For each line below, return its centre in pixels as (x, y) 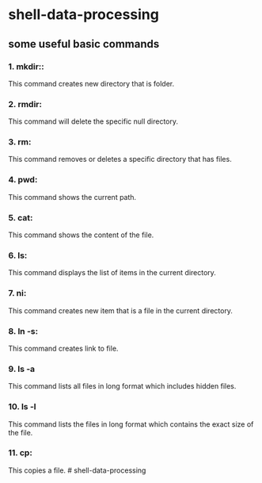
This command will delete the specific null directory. (93, 121)
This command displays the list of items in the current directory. (112, 273)
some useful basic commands (84, 44)
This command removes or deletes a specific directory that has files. (120, 159)
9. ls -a (22, 369)
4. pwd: (23, 180)
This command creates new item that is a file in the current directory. (121, 310)
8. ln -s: (23, 331)
